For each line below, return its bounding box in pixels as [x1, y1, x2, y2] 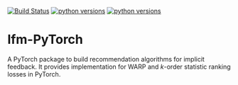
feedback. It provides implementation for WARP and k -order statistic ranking [7, 62, 231, 71]
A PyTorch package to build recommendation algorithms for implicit [7, 55, 205, 63]
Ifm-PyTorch [7, 32, 84, 47]
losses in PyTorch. [7, 69, 61, 78]
